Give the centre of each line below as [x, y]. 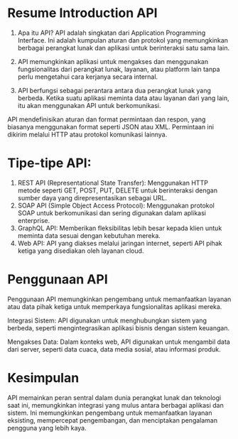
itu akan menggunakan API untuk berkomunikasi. [89, 105]
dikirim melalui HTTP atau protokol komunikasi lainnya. [87, 134]
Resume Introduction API [82, 13]
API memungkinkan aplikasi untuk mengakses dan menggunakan [113, 61]
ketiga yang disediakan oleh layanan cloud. [81, 251]
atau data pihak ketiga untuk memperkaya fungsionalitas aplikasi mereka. [115, 306]
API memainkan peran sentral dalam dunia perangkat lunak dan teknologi [114, 397]
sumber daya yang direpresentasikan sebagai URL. [92, 197]
